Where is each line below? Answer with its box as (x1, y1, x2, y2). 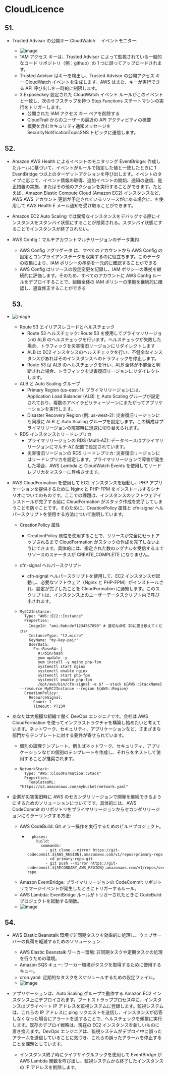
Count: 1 (33, 699, 51, 704)
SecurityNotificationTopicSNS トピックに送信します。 (27, 130, 138, 135)
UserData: (29, 642, 49, 647)
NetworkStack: (19, 766, 49, 771)
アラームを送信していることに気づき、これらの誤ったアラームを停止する (12, 1035, 162, 1041)
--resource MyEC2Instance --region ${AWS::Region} (19, 686, 129, 691)
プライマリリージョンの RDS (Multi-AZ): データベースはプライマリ (27, 437, 164, 443)
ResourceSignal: (29, 695, 63, 700)
